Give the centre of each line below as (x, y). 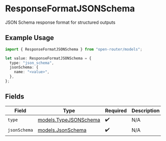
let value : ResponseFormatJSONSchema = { (48, 58)
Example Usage (30, 38)
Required (116, 110)
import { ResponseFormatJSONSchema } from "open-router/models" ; (74, 49)
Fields (15, 97)
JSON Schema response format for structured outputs (60, 22)
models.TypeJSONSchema (69, 120)
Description (145, 110)
